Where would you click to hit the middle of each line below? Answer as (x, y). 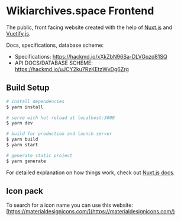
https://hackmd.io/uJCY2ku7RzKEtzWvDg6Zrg (72, 69)
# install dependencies (35, 101)
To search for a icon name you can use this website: (70, 205)
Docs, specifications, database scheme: (55, 45)
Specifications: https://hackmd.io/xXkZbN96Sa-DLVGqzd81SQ (91, 56)
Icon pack (25, 191)
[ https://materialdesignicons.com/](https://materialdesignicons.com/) (91, 212)
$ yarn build (22, 140)
